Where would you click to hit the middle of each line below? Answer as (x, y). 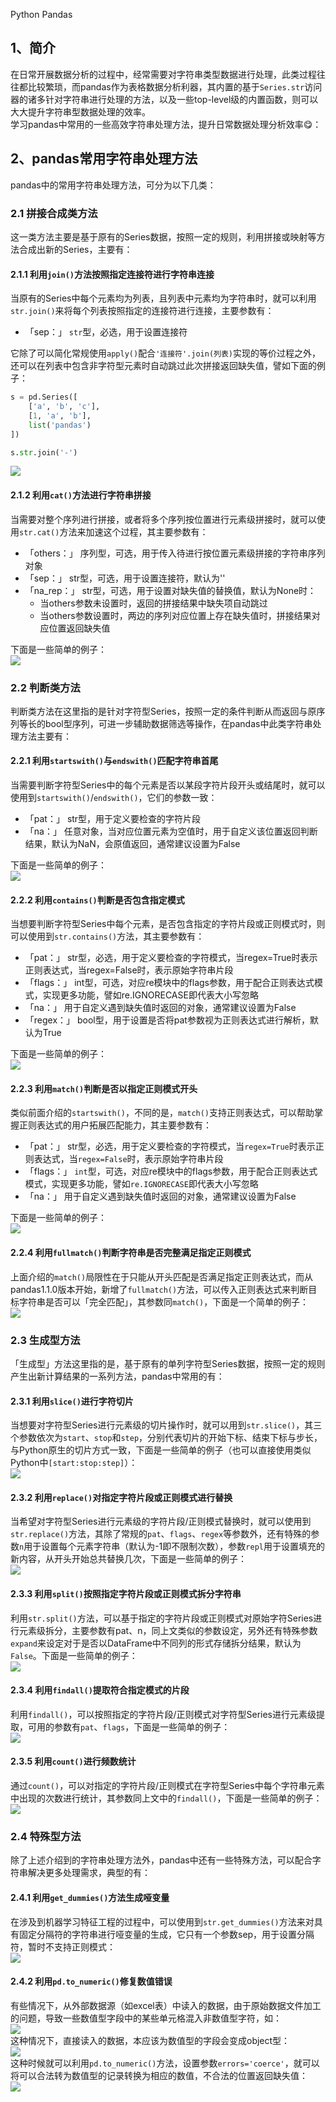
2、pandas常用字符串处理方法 (104, 159)
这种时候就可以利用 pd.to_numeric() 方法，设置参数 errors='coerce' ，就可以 (165, 2063)
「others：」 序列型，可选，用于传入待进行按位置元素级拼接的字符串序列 (175, 553)
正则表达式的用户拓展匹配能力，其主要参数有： (115, 1125)
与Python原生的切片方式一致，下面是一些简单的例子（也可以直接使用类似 (161, 1450)
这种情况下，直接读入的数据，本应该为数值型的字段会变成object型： (150, 2040)
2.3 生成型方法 (45, 1340)
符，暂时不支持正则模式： (63, 1946)
